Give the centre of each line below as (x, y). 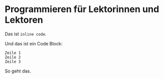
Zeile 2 (13, 57)
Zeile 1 (13, 53)
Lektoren (24, 20)
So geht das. (18, 71)
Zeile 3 (13, 61)
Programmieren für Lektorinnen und (82, 9)
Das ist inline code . (26, 34)
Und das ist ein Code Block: (34, 43)
